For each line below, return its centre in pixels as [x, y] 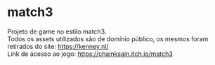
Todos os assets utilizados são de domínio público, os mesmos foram [108, 38]
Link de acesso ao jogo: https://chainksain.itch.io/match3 [90, 54]
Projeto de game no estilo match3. [57, 31]
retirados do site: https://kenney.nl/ [58, 46]
